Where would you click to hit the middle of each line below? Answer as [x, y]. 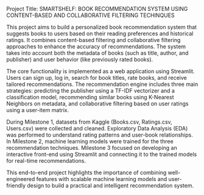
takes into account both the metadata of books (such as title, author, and [97, 53]
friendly [16, 186]
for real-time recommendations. [46, 161]
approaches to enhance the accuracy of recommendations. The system [96, 46]
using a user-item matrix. [38, 110]
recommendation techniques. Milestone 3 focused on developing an [92, 148]
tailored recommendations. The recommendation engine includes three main [102, 84]
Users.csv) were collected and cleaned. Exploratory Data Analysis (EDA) [97, 128]
